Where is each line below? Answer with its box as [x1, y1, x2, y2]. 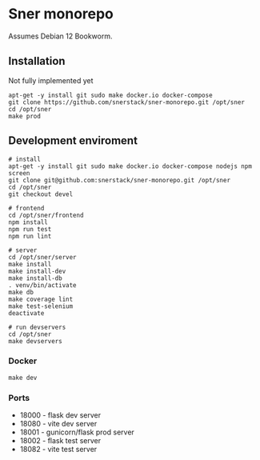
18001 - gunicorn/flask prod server [19, 427, 134, 437]
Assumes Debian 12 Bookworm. [8, 31, 113, 41]
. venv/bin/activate [8, 281, 78, 289]
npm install [8, 218, 48, 226]
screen [8, 169, 30, 177]
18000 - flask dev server [19, 410, 102, 420]
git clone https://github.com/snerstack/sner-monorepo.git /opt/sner [8, 98, 246, 106]
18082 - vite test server [19, 445, 98, 454]
